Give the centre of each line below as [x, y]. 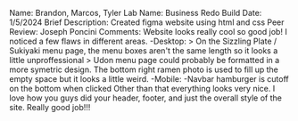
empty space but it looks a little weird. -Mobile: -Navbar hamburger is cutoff [149, 79]
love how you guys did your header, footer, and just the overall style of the [146, 98]
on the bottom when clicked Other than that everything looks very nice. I [142, 89]
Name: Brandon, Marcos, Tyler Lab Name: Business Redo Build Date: [136, 13]
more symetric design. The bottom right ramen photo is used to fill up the [144, 69]
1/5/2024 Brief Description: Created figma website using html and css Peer [147, 22]
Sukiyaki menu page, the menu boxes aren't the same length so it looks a [144, 51]
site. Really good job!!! [50, 107]
